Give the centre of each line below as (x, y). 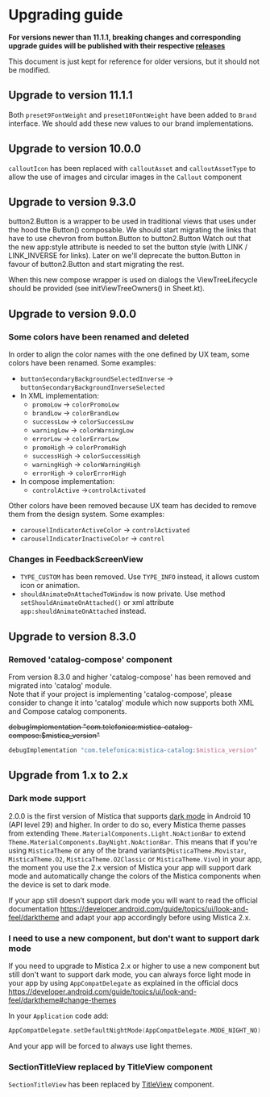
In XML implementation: (59, 396)
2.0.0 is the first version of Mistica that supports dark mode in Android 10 (130, 815)
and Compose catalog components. (68, 711)
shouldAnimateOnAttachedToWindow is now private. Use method (123, 594)
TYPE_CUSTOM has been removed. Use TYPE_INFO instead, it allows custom (139, 577)
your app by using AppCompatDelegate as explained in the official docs (123, 982)
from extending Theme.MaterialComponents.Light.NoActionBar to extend (127, 833)
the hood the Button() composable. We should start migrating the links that (132, 230)
